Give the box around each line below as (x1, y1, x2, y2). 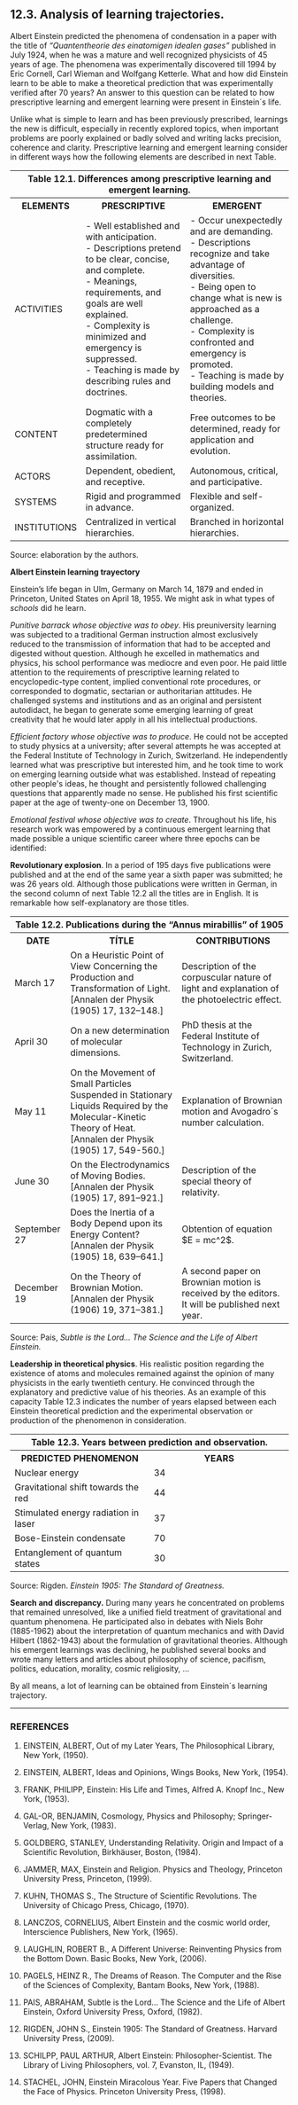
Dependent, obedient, (85, 465, 176, 477)
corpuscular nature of (181, 971, 272, 983)
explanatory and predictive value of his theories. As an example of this (10, 1387, 267, 1397)
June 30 (14, 1175, 50, 1187)
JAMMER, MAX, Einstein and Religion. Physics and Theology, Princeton (22, 1864, 283, 1874)
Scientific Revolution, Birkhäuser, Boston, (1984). (22, 1847, 202, 1858)
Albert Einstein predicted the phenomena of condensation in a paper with (10, 30, 278, 41)
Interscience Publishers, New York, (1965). (22, 1927, 179, 1937)
